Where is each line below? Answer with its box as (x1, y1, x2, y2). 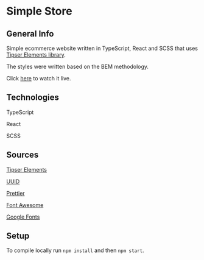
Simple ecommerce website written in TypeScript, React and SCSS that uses (6, 44, 198, 52)
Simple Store (6, 4, 72, 18)
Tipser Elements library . (6, 51, 66, 58)
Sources (6, 150, 39, 160)
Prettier (6, 189, 26, 197)
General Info (6, 29, 54, 39)
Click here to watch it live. (6, 75, 71, 82)
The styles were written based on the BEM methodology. (6, 63, 149, 70)
